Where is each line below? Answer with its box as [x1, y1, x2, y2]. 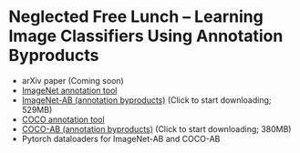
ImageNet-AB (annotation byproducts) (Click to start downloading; [21, 94, 272, 106]
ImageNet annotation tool [21, 85, 118, 96]
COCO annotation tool [21, 114, 106, 125]
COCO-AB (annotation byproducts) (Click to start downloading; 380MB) [21, 123, 292, 134]
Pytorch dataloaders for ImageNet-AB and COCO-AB [21, 133, 221, 144]
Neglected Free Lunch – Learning [8, 6, 264, 27]
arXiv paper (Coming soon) [21, 75, 124, 86]
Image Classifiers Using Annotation [8, 25, 284, 46]
